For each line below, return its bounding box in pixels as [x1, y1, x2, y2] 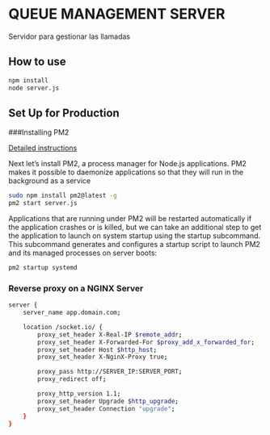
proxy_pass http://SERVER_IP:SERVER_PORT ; [37, 368, 183, 376]
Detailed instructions [8, 143, 78, 153]
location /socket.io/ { [23, 323, 103, 331]
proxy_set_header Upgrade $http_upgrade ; [37, 397, 179, 405]
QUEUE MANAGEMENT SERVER [8, 5, 226, 23]
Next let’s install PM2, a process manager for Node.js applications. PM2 [8, 159, 247, 169]
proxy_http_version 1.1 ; [37, 390, 121, 398]
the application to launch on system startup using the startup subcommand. [8, 231, 261, 241]
